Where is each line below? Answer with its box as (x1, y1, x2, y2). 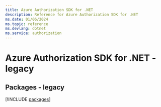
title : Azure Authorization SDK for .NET (5, 7, 94, 13)
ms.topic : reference (5, 21, 49, 27)
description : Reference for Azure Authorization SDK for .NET (5, 12, 138, 17)
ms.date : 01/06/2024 (5, 17, 49, 22)
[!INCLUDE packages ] (5, 96, 51, 102)
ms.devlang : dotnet (5, 26, 46, 31)
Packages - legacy (5, 83, 64, 91)
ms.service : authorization (5, 31, 62, 36)
